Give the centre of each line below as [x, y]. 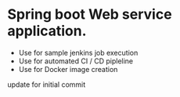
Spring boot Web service [90, 14]
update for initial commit [47, 84]
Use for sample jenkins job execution [78, 52]
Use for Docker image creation [68, 69]
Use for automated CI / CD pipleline [76, 61]
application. [47, 31]
